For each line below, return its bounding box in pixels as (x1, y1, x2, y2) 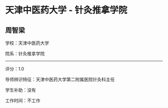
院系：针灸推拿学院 (5, 51, 45, 56)
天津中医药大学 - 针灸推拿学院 (5, 4, 127, 16)
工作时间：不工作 (5, 98, 40, 104)
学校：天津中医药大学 (5, 40, 49, 46)
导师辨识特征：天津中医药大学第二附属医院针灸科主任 (5, 77, 115, 82)
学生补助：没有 (5, 87, 36, 93)
